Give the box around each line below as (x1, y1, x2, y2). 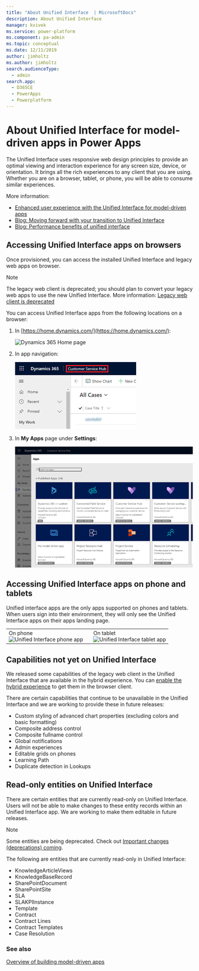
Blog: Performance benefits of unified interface (14, 223, 130, 230)
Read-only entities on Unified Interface (6, 780, 153, 790)
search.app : (6, 78, 36, 84)
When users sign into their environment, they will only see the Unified (6, 610, 176, 617)
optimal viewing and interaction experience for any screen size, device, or (6, 162, 187, 169)
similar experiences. (6, 181, 55, 188)
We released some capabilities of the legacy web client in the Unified (6, 670, 175, 677)
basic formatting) (14, 718, 57, 725)
